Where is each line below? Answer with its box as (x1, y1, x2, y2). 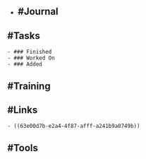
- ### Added (7, 61, 42, 68)
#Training (7, 80, 51, 92)
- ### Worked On (7, 54, 55, 62)
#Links (7, 104, 38, 116)
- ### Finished (7, 49, 52, 56)
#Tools (7, 141, 39, 154)
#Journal (17, 6, 59, 18)
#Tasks (7, 30, 41, 42)
